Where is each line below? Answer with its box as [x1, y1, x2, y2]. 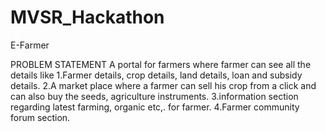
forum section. [10, 111, 71, 123]
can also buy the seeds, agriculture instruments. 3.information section [10, 90, 299, 102]
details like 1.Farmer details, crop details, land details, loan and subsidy [10, 69, 303, 81]
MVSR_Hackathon [10, 6, 165, 29]
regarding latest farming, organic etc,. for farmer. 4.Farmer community [10, 101, 300, 113]
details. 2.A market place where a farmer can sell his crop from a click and [10, 79, 317, 91]
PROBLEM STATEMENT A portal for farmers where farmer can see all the [10, 58, 312, 70]
